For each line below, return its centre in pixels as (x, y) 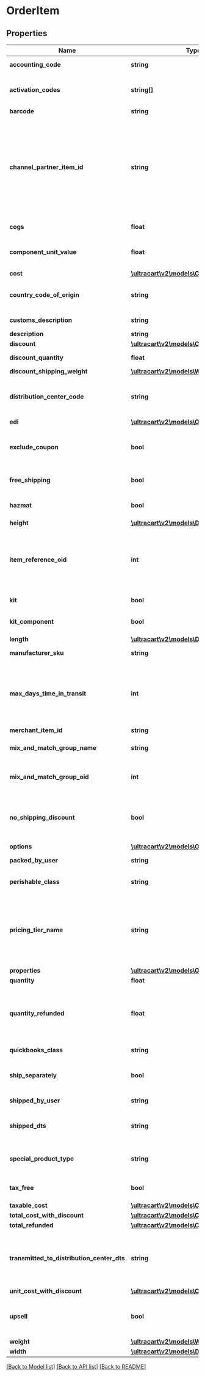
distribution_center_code (47, 397)
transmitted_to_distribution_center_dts (67, 1258)
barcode (22, 111)
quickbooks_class (36, 1050)
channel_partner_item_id (46, 167)
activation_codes (35, 90)
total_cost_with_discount (47, 1215)
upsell (19, 1316)
